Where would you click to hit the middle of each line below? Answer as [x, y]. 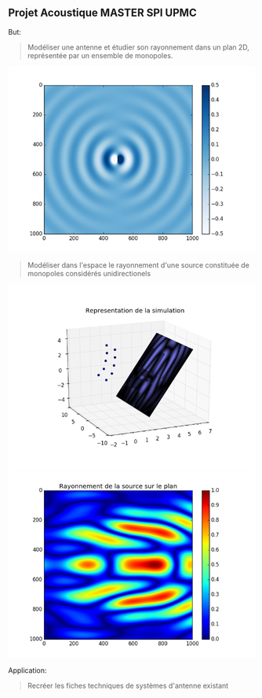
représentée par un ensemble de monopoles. [100, 55]
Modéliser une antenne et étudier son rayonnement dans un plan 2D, [138, 47]
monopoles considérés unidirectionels [89, 273]
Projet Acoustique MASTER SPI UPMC [103, 13]
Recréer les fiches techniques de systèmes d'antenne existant [128, 685]
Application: [27, 670]
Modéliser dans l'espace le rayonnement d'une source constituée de [138, 265]
